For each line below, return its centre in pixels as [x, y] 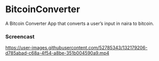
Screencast [20, 37]
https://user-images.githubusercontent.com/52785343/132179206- [76, 48]
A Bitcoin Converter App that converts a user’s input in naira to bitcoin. [80, 23]
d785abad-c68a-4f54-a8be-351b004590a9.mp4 [57, 53]
